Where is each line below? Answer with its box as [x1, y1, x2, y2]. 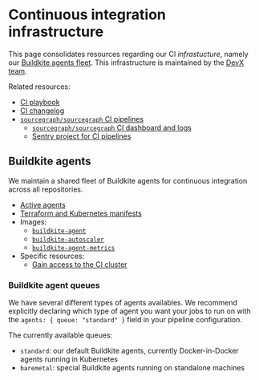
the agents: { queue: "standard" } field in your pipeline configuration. [8, 315, 242, 325]
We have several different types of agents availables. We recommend [8, 298, 238, 308]
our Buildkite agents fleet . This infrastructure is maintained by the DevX [8, 58, 245, 67]
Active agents [19, 200, 66, 209]
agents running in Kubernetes [19, 354, 119, 364]
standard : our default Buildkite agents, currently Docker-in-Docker [19, 346, 239, 356]
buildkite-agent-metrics [31, 244, 115, 252]
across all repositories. [8, 184, 83, 194]
